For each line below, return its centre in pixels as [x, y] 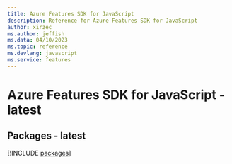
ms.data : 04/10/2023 [38, 40]
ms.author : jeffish [36, 34]
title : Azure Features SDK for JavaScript [71, 14]
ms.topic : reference [38, 47]
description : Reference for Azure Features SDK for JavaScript [103, 20]
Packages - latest [47, 136]
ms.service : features [39, 60]
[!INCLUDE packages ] [39, 153]
